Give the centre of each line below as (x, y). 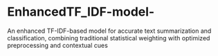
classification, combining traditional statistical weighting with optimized (109, 38)
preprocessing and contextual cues (58, 45)
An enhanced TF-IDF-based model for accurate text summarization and (109, 31)
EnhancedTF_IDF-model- (81, 12)
